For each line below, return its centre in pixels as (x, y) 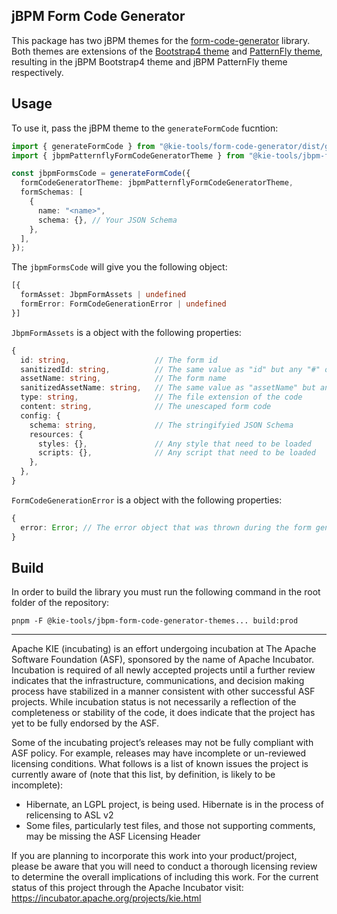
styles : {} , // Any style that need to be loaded (174, 444)
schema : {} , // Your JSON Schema (107, 220)
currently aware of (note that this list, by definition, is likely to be (143, 775)
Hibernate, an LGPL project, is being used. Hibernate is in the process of (174, 805)
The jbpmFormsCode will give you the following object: (119, 267)
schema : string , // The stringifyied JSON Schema (161, 425)
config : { (40, 415)
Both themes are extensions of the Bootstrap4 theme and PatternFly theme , (167, 51)
